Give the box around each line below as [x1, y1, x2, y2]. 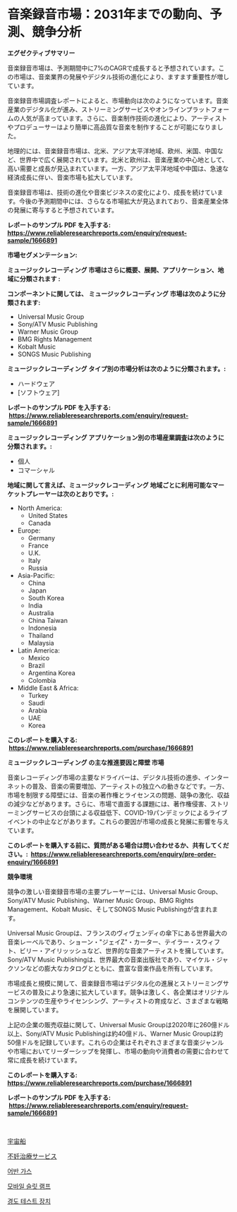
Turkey [28, 691, 49, 699]
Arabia [28, 706, 48, 715]
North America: [17, 504, 62, 512]
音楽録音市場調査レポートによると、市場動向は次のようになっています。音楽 [7, 96, 229, 104]
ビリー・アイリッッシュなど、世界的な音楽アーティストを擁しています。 [19, 946, 228, 955]
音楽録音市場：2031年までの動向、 [7, 6, 210, 23]
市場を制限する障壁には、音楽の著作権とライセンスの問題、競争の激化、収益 [7, 791, 230, 799]
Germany [28, 533, 55, 542]
